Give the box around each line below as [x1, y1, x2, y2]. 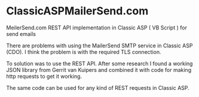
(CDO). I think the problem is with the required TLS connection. [6, 48, 161, 55]
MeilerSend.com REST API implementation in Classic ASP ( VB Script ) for [6, 24, 187, 31]
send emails [6, 30, 36, 37]
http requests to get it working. [6, 72, 82, 80]
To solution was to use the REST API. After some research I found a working [6, 60, 193, 67]
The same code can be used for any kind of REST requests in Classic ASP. [6, 84, 189, 91]
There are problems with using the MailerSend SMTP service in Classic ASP [6, 42, 193, 49]
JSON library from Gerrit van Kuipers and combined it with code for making [6, 66, 192, 73]
